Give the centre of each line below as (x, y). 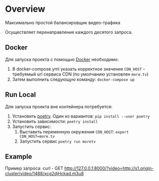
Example (19, 156)
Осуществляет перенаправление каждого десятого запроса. (69, 32)
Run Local (21, 95)
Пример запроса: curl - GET (34, 168)
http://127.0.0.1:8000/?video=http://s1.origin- (109, 168)
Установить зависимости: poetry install (55, 121)
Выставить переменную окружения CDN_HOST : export (74, 131)
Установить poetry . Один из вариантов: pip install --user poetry (81, 116)
